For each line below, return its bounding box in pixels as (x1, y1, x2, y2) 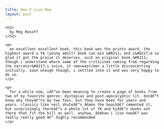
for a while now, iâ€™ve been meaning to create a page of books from (9, 89, 157, 94)
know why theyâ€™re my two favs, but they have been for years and (5, 98, 146, 103)
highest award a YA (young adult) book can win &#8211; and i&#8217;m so (5, 51, 160, 56)
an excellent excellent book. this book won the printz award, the (9, 46, 151, 51)
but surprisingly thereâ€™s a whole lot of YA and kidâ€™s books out (5, 106, 151, 111)
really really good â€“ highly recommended (5, 115, 96, 120)
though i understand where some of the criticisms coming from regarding (5, 59, 160, 64)
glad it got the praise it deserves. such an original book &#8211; (5, 55, 148, 60)
